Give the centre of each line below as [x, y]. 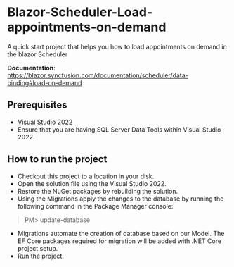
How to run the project [57, 159]
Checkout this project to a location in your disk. [86, 176]
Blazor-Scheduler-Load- [80, 12]
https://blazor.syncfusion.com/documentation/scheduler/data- [98, 75]
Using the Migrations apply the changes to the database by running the [121, 199]
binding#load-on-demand [45, 82]
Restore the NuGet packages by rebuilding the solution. [98, 191]
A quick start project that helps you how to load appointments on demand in [117, 46]
